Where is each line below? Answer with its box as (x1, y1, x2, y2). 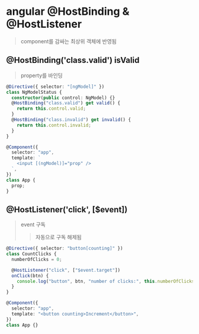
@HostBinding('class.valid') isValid (6, 55, 140, 65)
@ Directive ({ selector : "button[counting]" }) (6, 246, 123, 252)
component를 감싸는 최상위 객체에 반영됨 (20, 37, 117, 44)
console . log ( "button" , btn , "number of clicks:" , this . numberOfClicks (17, 278, 195, 284)
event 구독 (20, 221, 46, 228)
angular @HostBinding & (6, 5, 130, 18)
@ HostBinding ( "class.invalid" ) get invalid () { (11, 117, 131, 123)
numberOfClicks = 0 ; (11, 256, 62, 262)
